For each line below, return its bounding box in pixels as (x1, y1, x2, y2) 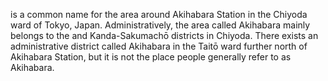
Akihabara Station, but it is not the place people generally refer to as (10, 51, 292, 63)
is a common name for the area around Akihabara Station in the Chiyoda (10, 9, 308, 20)
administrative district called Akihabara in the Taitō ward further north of (10, 40, 308, 52)
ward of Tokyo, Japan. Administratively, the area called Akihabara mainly (10, 19, 311, 31)
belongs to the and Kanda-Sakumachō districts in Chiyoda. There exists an (10, 30, 319, 41)
